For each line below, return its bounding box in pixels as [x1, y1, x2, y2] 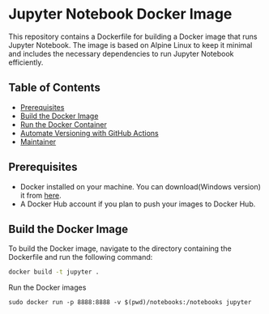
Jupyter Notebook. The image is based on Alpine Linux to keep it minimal [8, 40, 253, 49]
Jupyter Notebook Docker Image [8, 5, 233, 23]
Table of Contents [8, 81, 101, 95]
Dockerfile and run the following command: [8, 252, 153, 262]
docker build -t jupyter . [8, 268, 100, 276]
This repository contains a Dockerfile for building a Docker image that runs [8, 32, 258, 41]
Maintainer [19, 137, 57, 146]
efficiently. [8, 57, 44, 67]
